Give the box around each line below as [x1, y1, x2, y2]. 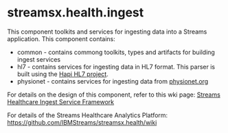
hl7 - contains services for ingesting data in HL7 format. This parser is [16, 62, 215, 71]
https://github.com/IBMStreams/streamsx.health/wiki [7, 118, 157, 126]
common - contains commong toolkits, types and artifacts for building [16, 48, 215, 56]
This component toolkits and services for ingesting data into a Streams [7, 27, 207, 36]
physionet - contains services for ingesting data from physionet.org [16, 77, 209, 85]
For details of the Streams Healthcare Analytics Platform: [7, 111, 168, 119]
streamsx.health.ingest [7, 5, 144, 21]
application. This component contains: [7, 34, 115, 43]
